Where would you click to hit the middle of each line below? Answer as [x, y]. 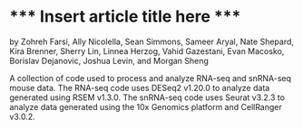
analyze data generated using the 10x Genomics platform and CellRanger [146, 106]
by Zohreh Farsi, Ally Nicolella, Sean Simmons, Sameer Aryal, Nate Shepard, [152, 41]
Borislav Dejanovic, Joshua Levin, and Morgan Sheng [109, 60]
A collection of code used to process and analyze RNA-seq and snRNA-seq [151, 78]
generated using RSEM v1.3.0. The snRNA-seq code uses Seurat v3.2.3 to [147, 97]
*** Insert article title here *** [125, 17]
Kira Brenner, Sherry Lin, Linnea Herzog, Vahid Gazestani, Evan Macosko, [147, 51]
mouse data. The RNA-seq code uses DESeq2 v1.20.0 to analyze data [140, 88]
